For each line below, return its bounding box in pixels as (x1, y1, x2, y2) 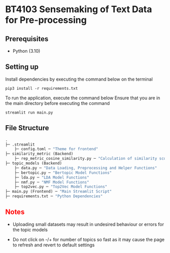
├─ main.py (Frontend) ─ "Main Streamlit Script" (5, 189, 112, 194)
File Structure (5, 124, 49, 132)
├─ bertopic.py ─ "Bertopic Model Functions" (14, 170, 112, 175)
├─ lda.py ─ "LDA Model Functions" (14, 175, 90, 180)
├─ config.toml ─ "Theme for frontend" (14, 147, 99, 152)
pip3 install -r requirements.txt (5, 86, 78, 91)
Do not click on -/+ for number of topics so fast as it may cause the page (12, 236, 165, 242)
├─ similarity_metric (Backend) (5, 151, 73, 157)
